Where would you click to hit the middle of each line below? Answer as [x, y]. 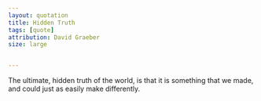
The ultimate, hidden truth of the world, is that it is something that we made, [131, 81]
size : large [28, 45]
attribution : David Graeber [54, 37]
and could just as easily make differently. [74, 89]
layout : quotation [38, 15]
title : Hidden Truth [42, 23]
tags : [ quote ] [31, 30]
